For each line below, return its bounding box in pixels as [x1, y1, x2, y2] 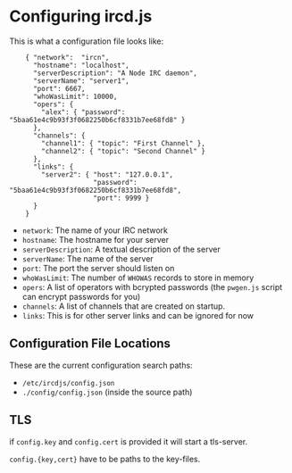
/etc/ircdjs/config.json [21, 378, 115, 387]
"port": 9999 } [93, 194, 150, 203]
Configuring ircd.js [9, 6, 153, 27]
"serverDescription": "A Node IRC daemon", [32, 69, 198, 78]
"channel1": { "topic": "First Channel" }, [41, 138, 205, 148]
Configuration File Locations [9, 336, 171, 352]
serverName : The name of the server [21, 253, 154, 264]
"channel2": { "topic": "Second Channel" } [41, 146, 205, 155]
